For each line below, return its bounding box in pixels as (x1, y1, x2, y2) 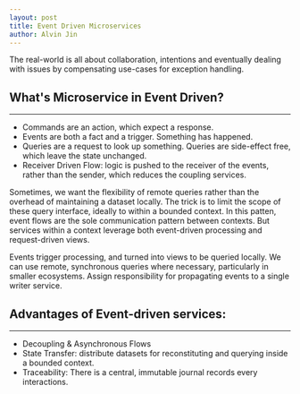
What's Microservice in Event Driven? (9, 90, 225, 105)
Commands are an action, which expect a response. (21, 122, 214, 133)
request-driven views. (9, 235, 90, 245)
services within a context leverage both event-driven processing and (9, 225, 262, 236)
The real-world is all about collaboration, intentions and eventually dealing (9, 55, 281, 65)
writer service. (9, 280, 62, 291)
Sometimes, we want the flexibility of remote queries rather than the (9, 187, 260, 198)
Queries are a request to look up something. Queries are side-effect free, (21, 141, 292, 152)
